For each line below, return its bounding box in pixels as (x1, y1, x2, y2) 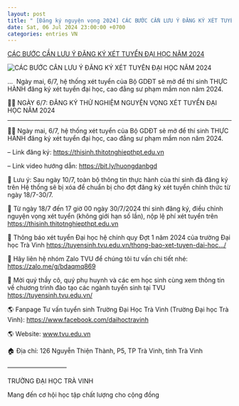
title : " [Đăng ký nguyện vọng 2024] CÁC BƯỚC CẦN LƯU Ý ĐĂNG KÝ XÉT (7, 17, 218, 24)
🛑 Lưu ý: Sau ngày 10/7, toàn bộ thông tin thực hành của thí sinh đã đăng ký (7, 176, 228, 184)
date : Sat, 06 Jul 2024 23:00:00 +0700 (7, 23, 126, 31)
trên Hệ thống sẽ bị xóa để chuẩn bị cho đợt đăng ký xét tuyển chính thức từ (7, 183, 231, 192)
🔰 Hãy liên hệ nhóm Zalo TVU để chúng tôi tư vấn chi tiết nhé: (7, 255, 188, 263)
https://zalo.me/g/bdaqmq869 (7, 262, 96, 271)
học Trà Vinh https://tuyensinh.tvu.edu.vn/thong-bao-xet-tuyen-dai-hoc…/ (7, 241, 226, 250)
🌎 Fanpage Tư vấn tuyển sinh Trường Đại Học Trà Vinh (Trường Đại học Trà (7, 305, 229, 314)
